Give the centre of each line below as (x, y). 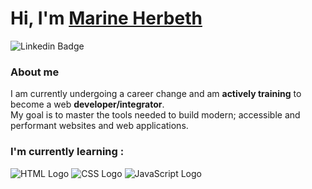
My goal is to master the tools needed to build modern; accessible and (155, 115)
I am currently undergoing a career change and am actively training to (156, 94)
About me (35, 72)
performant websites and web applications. (99, 126)
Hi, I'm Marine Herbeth (106, 18)
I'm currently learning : (67, 152)
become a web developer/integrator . (87, 104)
